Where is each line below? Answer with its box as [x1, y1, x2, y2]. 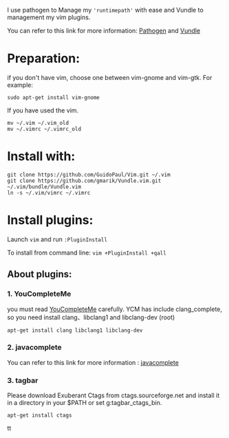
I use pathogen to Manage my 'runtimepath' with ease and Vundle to [7, 6, 204, 14]
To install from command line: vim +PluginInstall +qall [7, 248, 166, 257]
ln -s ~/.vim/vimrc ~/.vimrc [7, 189, 91, 196]
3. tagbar [7, 375, 39, 385]
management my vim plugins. [7, 13, 91, 21]
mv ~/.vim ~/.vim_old [7, 119, 69, 126]
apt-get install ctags [7, 412, 72, 419]
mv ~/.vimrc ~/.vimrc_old [7, 126, 81, 132]
